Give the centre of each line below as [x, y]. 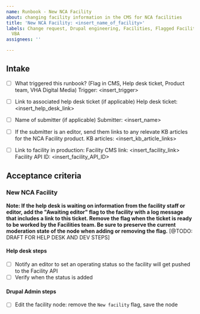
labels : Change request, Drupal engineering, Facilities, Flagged [90, 28]
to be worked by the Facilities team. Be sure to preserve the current [91, 224]
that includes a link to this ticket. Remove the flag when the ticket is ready [99, 218]
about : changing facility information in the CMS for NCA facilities [94, 17]
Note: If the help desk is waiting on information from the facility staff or [96, 205]
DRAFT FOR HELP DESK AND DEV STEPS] [58, 237]
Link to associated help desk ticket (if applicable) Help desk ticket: [96, 101]
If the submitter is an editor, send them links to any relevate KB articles [101, 132]
